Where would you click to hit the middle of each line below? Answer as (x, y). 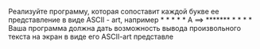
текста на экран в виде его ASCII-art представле (91, 36)
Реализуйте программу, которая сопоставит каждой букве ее (114, 11)
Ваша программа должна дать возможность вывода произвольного (124, 28)
